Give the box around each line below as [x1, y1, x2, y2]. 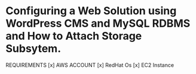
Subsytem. [5, 42, 61, 56]
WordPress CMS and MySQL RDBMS [5, 17, 191, 30]
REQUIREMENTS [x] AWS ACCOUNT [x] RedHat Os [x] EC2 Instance [5, 61, 174, 69]
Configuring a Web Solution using [5, 4, 177, 18]
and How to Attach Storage [5, 30, 142, 43]
